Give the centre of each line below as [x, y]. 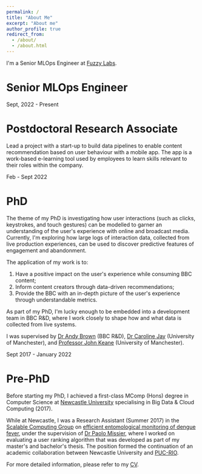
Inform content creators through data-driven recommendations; [95, 286]
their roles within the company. [45, 165]
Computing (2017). [29, 408]
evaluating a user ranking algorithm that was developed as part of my [93, 439]
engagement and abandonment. [46, 250]
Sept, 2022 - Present [32, 104]
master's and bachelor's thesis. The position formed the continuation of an [99, 446]
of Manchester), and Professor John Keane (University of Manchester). [95, 342]
